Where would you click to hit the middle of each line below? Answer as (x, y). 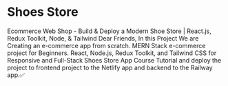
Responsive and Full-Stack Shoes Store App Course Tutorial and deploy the (114, 60)
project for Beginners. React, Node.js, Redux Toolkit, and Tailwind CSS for (112, 53)
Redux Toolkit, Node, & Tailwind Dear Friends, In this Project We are (103, 38)
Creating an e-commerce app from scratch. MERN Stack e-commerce (106, 45)
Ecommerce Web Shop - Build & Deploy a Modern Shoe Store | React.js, (109, 31)
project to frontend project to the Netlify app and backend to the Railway (110, 67)
